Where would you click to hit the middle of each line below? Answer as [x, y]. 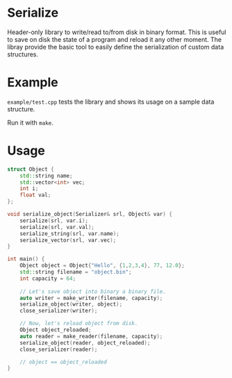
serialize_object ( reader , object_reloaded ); [85, 342]
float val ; [35, 195]
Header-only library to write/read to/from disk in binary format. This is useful [117, 32]
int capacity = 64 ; [48, 278]
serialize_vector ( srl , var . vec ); [68, 240]
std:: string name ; [46, 175]
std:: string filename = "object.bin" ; [76, 272]
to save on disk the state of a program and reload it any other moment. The [115, 39]
